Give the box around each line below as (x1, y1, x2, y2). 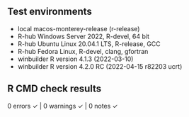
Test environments (7, 6, 92, 18)
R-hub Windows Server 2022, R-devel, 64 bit (17, 32, 150, 40)
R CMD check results (7, 83, 102, 95)
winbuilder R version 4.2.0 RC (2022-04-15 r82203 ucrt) (17, 62, 183, 70)
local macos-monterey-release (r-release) (17, 24, 140, 33)
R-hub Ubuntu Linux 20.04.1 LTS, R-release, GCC (17, 39, 161, 48)
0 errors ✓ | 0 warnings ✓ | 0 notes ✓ (7, 101, 118, 110)
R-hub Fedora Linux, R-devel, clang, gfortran (17, 47, 149, 55)
